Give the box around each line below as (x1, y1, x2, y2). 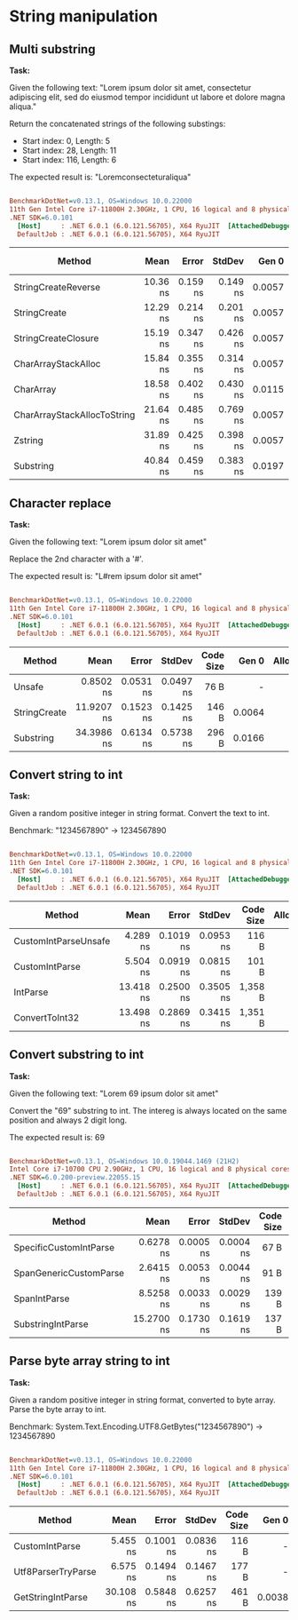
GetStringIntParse (13, 1592, 89, 1604)
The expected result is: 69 (9, 1132, 105, 1142)
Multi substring (9, 42, 96, 57)
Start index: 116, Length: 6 (21, 155, 117, 165)
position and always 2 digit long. (9, 1115, 128, 1125)
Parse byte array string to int (9, 1354, 170, 1369)
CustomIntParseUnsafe (13, 934, 111, 947)
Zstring (13, 434, 44, 447)
